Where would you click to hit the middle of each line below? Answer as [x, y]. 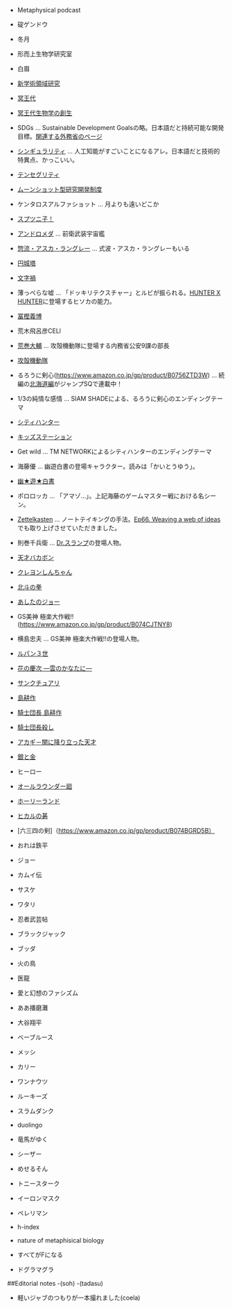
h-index [28, 1227]
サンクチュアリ [38, 683]
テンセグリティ [38, 174]
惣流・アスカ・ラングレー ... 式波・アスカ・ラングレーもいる [104, 248]
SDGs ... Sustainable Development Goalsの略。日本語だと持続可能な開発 [121, 127]
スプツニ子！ [35, 219]
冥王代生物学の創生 [45, 113]
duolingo [30, 1125]
